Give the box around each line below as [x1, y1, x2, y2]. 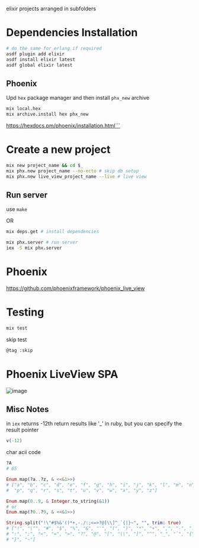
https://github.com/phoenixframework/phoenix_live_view [6, 285, 145, 292]
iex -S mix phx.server [6, 245, 62, 251]
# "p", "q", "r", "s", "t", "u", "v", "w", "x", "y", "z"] [6, 487, 158, 493]
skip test [6, 336, 27, 343]
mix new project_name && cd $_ [6, 162, 84, 168]
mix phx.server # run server [6, 240, 78, 245]
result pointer [6, 426, 39, 433]
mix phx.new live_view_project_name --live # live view [6, 174, 147, 179]
